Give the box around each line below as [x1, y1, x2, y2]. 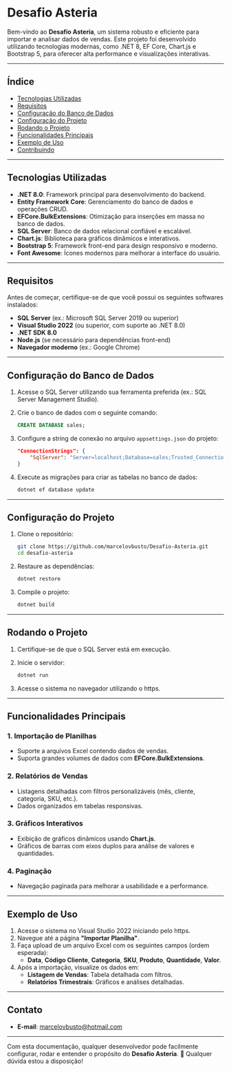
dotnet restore [16, 576, 61, 582]
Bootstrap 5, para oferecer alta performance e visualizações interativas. [7, 50, 211, 58]
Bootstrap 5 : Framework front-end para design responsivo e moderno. [16, 241, 218, 249]
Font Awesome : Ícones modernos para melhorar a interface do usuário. [16, 249, 221, 257]
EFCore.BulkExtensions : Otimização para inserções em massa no [16, 212, 205, 220]
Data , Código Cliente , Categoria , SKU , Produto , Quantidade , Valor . [27, 956, 221, 964]
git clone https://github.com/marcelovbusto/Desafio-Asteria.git [16, 543, 208, 550]
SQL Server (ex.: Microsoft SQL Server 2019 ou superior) [16, 314, 179, 322]
